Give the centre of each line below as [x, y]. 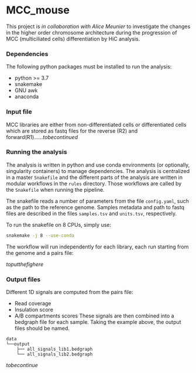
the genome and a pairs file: [40, 253]
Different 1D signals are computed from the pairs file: [70, 292]
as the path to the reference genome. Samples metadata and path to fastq [95, 207]
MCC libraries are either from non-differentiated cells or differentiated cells [96, 125]
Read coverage [33, 303]
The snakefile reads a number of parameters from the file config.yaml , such [97, 201]
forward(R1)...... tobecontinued [42, 137]
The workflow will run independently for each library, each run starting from [97, 247]
